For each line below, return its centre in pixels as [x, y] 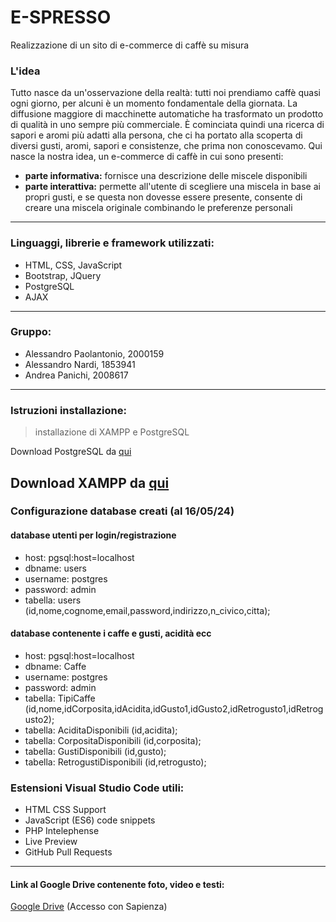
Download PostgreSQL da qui [71, 452]
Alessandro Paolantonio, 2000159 [94, 353]
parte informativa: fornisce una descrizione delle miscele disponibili [166, 176]
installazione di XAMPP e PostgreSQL [112, 432]
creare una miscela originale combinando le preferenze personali [158, 208]
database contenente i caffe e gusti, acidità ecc [111, 633]
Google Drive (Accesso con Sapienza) [89, 907]
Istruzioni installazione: [68, 410]
